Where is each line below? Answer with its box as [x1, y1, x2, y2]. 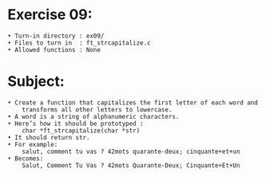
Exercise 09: [7, 6, 93, 24]
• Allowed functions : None [7, 45, 101, 53]
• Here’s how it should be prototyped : [7, 120, 145, 128]
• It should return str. [7, 133, 90, 141]
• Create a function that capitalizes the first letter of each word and [7, 98, 259, 107]
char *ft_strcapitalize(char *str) [22, 126, 141, 135]
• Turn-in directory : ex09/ [7, 32, 105, 40]
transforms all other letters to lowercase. [22, 105, 173, 113]
